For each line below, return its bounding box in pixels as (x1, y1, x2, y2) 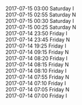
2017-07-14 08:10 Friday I (5, 67, 67, 74)
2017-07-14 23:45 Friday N (5, 36, 70, 43)
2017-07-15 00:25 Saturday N (5, 23, 77, 31)
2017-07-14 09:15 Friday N (5, 49, 69, 55)
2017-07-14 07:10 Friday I (5, 80, 66, 87)
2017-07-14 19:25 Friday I (5, 42, 66, 49)
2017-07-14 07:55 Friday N (5, 73, 69, 80)
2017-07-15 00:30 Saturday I (5, 18, 74, 24)
